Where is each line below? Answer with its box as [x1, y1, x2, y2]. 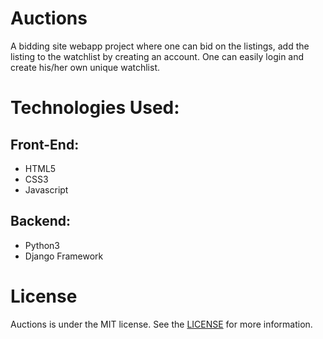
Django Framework [24, 250, 104, 262]
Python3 [24, 239, 60, 251]
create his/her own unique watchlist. [10, 61, 161, 73]
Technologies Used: [10, 97, 180, 119]
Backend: [10, 213, 71, 230]
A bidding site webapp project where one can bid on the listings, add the [10, 40, 310, 52]
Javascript [24, 183, 69, 196]
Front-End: [10, 136, 80, 153]
